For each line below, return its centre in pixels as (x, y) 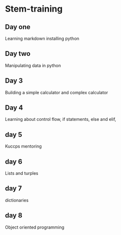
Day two (18, 54)
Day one (18, 27)
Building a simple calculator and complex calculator (57, 92)
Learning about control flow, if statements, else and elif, (61, 119)
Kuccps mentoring (24, 146)
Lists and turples (22, 173)
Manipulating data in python (33, 65)
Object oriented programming (35, 227)
